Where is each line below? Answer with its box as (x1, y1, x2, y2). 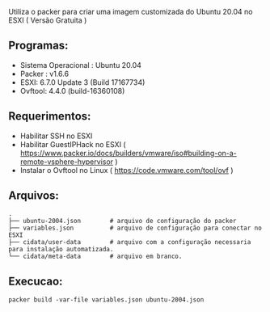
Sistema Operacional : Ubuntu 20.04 (19, 60, 141, 70)
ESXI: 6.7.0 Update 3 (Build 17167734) (19, 77, 146, 87)
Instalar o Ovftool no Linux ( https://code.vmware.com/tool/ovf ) (19, 165, 234, 175)
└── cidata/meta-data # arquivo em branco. (8, 252, 183, 261)
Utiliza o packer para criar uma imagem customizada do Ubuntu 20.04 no (8, 7, 253, 16)
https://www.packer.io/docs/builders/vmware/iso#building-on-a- (19, 148, 237, 158)
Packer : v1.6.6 (19, 69, 70, 78)
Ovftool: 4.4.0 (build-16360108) (19, 86, 125, 95)
